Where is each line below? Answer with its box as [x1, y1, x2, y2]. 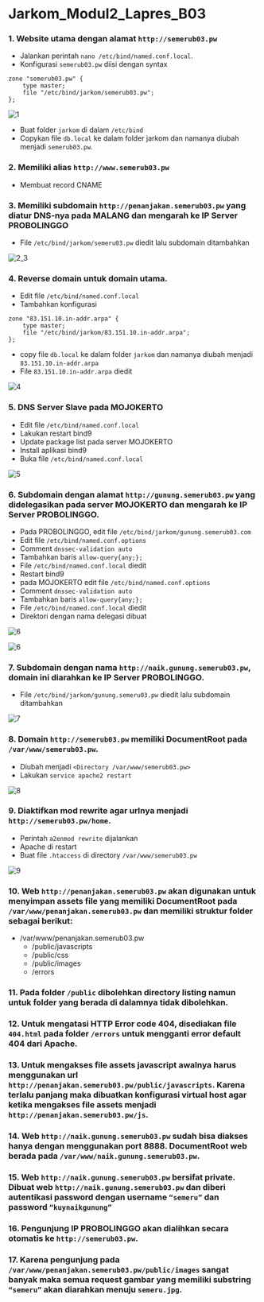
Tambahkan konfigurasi [19, 300, 97, 309]
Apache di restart [19, 842, 77, 851]
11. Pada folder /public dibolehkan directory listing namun [8, 987, 236, 998]
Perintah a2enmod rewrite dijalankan [19, 833, 138, 843]
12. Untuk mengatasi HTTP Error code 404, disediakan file [8, 1018, 237, 1029]
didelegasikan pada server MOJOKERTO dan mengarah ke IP [8, 498, 248, 510]
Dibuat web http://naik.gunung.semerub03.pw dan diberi [8, 1181, 226, 1192]
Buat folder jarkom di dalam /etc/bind [19, 125, 144, 135]
